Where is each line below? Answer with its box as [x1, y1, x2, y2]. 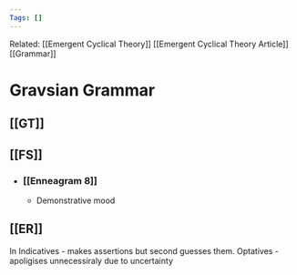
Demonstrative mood [36, 195, 116, 206]
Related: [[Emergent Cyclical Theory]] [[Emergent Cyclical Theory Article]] [9, 38, 289, 49]
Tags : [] [9, 13, 43, 23]
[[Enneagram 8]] [22, 174, 97, 187]
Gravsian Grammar [9, 79, 156, 100]
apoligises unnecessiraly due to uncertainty [9, 255, 173, 266]
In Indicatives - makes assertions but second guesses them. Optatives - [9, 245, 280, 256]
